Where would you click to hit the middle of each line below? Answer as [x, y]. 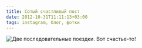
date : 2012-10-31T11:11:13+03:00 [47, 17]
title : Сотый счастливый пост [43, 11]
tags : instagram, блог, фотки [43, 22]
